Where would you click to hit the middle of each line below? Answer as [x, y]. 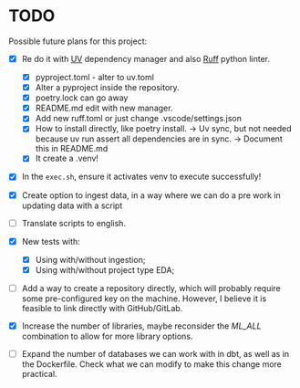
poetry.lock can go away [82, 98]
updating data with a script [72, 205]
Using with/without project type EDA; [105, 269]
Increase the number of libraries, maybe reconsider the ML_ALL [141, 326]
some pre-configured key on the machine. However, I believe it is [144, 299]
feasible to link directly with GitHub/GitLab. [102, 308]
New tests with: [51, 241]
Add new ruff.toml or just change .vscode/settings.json [139, 119]
